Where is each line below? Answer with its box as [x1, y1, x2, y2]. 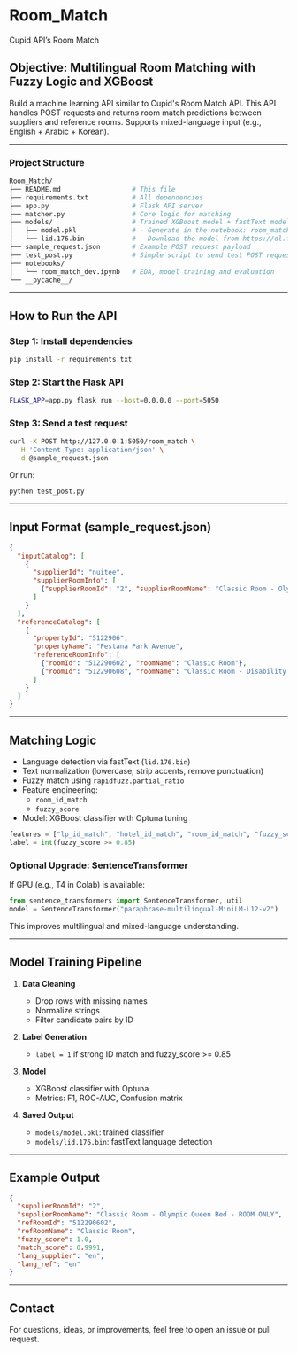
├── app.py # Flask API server [9, 201, 203, 210]
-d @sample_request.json [17, 454, 109, 463]
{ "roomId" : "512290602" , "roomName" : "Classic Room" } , [41, 659, 247, 668]
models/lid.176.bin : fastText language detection [34, 1136, 213, 1146]
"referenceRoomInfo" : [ [32, 651, 121, 660]
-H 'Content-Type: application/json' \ [17, 445, 164, 455]
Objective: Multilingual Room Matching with [9, 60, 256, 75]
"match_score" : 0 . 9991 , [17, 1243, 104, 1252]
